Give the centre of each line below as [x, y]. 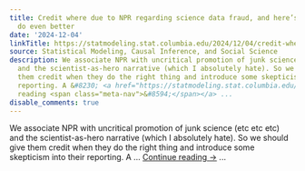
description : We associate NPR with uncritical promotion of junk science [154, 60]
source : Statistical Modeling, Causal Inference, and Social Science [144, 52]
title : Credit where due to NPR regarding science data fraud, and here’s [154, 18]
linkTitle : [30, 43]
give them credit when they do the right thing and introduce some [132, 147]
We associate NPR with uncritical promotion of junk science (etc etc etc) [144, 128]
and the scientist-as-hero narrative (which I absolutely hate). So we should [149, 138]
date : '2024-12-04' [46, 35]
